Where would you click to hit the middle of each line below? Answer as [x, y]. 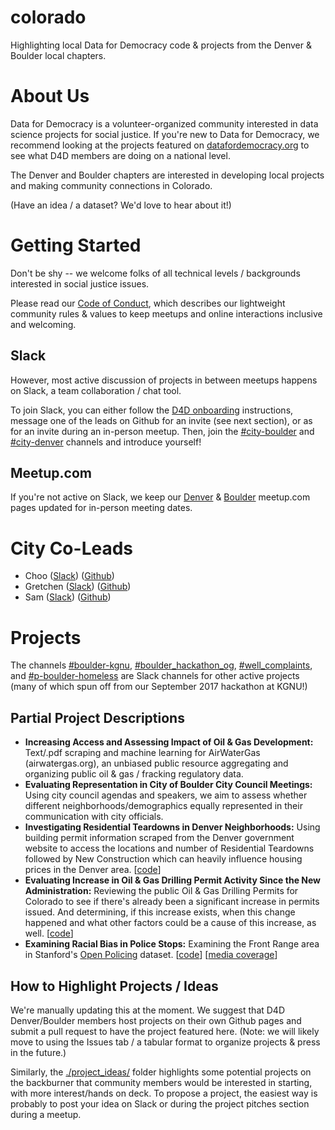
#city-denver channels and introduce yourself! [106, 442]
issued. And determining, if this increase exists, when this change [160, 912]
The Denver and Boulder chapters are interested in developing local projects [167, 175]
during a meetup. [46, 1114]
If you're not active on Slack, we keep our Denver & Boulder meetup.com [160, 497]
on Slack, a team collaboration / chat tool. [96, 390]
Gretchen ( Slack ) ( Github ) [78, 587]
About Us [50, 96]
